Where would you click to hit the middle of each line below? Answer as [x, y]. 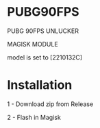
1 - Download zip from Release [50, 104]
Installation [40, 85]
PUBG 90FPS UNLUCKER [43, 31]
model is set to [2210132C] [45, 57]
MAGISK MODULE [33, 44]
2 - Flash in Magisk [34, 117]
